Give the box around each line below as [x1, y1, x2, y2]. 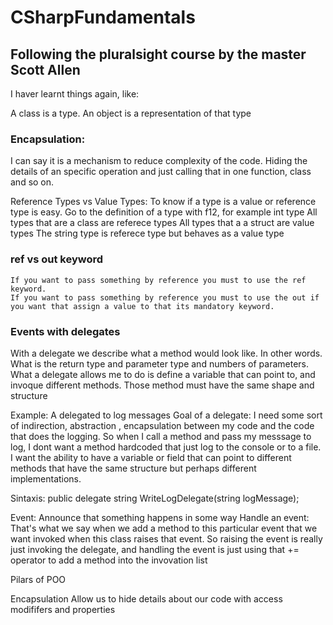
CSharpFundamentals [10, 6, 196, 29]
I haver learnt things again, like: [10, 88, 140, 100]
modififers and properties [10, 603, 116, 615]
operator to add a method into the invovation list [10, 554, 208, 566]
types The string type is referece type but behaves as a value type [10, 227, 285, 240]
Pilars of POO [10, 573, 67, 585]
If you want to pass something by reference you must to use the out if [10, 292, 320, 303]
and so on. [10, 176, 55, 188]
